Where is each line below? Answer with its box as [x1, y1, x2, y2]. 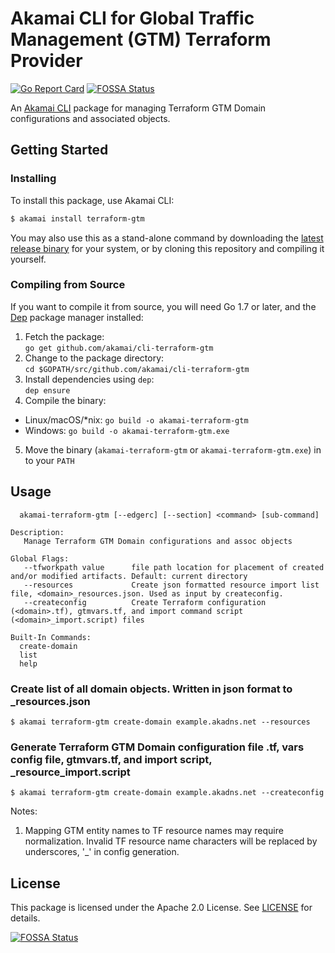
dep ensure [24, 385, 71, 396]
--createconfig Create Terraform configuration [23, 597, 267, 607]
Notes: [10, 805, 38, 817]
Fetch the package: [24, 330, 105, 342]
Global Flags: [10, 553, 70, 564]
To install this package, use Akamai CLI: [10, 194, 175, 206]
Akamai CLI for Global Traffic [10, 7, 255, 30]
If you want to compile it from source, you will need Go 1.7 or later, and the [10, 300, 317, 312]
